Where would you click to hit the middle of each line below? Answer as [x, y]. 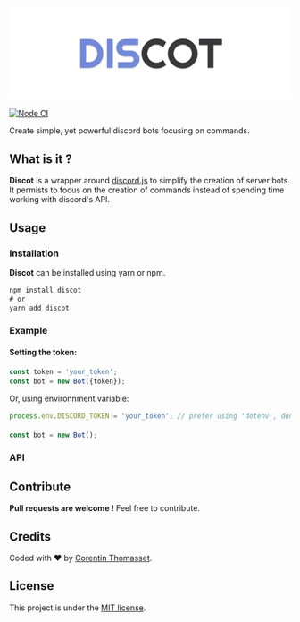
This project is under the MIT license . [78, 608]
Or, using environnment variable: [69, 398]
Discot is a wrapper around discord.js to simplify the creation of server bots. [150, 181]
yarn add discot [39, 308]
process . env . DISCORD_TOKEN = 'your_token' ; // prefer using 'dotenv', [143, 416]
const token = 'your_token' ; [63, 372]
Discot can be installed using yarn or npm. [87, 272]
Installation [34, 253]
